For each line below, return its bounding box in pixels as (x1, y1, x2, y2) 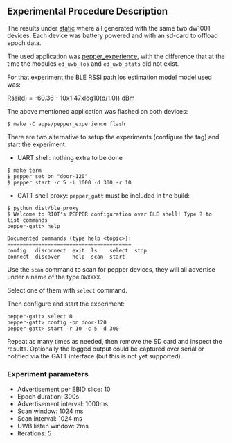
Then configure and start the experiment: (7, 299, 125, 308)
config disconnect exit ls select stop (7, 247, 148, 254)
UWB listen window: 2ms (17, 422, 89, 431)
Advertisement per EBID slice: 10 (17, 385, 111, 394)
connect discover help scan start (7, 253, 126, 260)
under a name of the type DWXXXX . (7, 272, 102, 281)
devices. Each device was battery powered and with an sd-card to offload (7, 31, 218, 40)
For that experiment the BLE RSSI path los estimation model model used (7, 73, 213, 81)
